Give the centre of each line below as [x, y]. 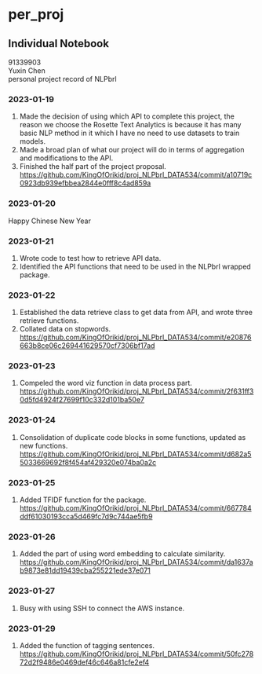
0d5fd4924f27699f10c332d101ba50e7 [82, 400]
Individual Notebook [59, 44]
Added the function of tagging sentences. [87, 645]
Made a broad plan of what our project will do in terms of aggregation [132, 150]
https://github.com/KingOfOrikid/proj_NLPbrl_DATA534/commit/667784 [136, 508]
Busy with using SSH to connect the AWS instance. [102, 608]
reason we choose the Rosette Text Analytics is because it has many [130, 125]
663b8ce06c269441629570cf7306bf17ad [87, 346]
